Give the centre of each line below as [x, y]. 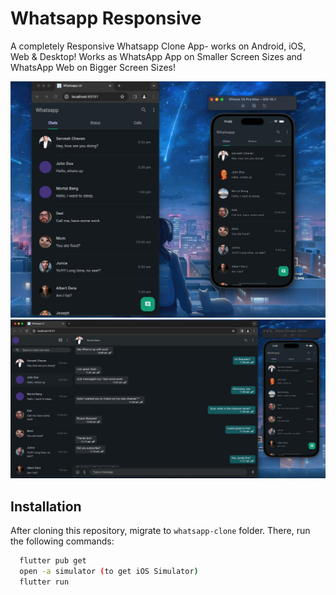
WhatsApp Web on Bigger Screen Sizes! [93, 67]
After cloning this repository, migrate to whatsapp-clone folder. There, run [160, 531]
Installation [46, 506]
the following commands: [62, 541]
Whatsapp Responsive [106, 18]
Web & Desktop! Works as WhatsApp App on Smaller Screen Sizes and [156, 56]
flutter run [44, 582]
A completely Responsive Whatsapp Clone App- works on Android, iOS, [158, 46]
